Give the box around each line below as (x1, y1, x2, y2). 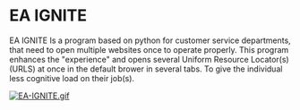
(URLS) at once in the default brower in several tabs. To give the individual (9, 63, 283, 74)
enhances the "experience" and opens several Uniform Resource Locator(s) (9, 54, 289, 64)
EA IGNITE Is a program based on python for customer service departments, (9, 35, 291, 46)
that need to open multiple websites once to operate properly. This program (9, 44, 289, 55)
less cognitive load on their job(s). (9, 72, 135, 83)
